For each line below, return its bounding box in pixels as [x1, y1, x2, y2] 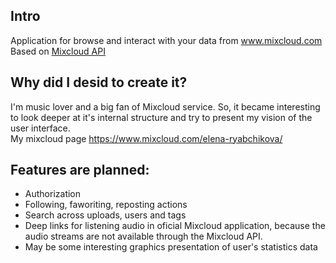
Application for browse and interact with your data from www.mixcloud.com [10, 34, 323, 46]
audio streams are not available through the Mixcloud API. [24, 230, 263, 243]
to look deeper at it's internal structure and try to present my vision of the [10, 111, 313, 123]
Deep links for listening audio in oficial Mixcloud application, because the [24, 220, 326, 232]
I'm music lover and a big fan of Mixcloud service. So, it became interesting [10, 100, 321, 113]
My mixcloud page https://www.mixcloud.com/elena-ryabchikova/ [10, 132, 283, 144]
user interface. [10, 122, 71, 134]
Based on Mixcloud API [10, 45, 106, 57]
